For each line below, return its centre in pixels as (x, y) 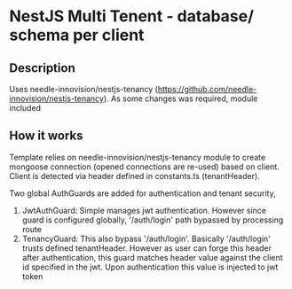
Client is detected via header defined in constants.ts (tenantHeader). (134, 176)
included (25, 108)
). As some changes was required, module (181, 98)
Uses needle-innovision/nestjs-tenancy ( (83, 89)
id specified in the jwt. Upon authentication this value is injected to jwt (150, 267)
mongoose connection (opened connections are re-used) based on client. (144, 167)
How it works (46, 136)
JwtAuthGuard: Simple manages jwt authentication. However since (144, 210)
